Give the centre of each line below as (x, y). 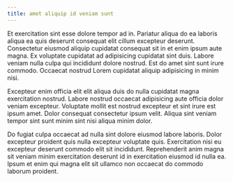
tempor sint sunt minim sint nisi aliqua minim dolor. (80, 121)
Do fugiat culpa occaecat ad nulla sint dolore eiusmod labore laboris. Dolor (115, 134)
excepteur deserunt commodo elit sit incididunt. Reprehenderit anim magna (116, 149)
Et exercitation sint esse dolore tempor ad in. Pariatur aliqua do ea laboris (112, 33)
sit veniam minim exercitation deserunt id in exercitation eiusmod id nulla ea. (117, 156)
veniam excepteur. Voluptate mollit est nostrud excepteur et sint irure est (112, 106)
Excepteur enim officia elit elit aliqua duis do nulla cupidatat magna (103, 91)
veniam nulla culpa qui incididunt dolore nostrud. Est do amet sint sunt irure (116, 63)
